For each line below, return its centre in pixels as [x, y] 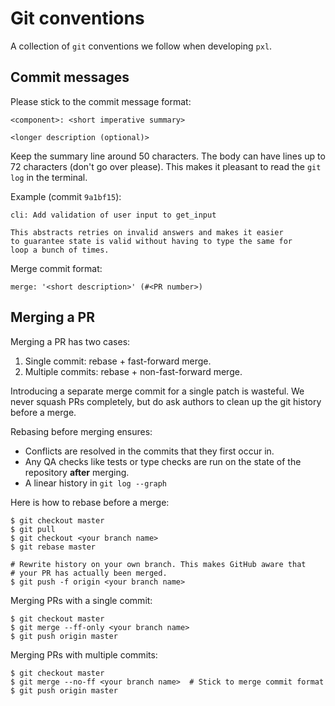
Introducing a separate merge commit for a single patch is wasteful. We [157, 391]
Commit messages [70, 77]
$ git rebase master [53, 547]
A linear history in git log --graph [95, 483]
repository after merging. [77, 472]
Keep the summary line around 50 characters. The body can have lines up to [168, 156]
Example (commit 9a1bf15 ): [66, 196]
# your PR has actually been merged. [89, 573]
